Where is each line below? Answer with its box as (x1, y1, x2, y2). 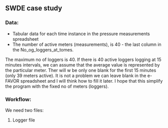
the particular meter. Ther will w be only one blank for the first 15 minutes (5, 67, 156, 73)
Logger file (12, 117, 35, 123)
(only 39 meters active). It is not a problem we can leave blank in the (5, 73, 146, 79)
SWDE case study (5, 4, 63, 13)
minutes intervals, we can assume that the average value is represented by (5, 61, 160, 68)
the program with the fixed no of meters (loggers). (5, 83, 109, 89)
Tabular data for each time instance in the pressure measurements (12, 30, 150, 37)
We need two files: (5, 107, 44, 113)
